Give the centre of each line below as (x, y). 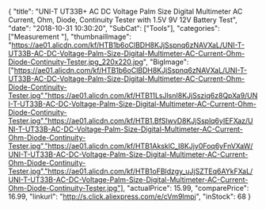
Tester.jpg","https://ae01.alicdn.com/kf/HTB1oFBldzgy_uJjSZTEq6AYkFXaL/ (131, 171)
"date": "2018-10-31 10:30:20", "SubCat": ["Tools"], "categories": (114, 28)
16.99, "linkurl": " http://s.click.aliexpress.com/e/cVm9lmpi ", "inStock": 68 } (130, 196)
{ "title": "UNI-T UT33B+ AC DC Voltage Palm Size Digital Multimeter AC (125, 11)
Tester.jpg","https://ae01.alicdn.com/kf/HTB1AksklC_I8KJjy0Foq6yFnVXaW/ (131, 146)
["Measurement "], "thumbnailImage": (70, 36)
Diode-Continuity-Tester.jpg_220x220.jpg (76, 62)
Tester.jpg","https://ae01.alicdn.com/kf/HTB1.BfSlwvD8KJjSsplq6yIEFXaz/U (131, 121)
